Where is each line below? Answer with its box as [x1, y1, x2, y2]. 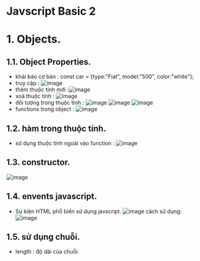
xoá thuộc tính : [15, 93, 55, 100]
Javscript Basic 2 [6, 4, 96, 18]
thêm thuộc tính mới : [15, 86, 69, 93]
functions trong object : [15, 105, 75, 113]
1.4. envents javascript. [6, 191, 97, 202]
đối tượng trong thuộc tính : [15, 99, 84, 107]
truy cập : [15, 80, 40, 87]
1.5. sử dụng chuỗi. [6, 232, 81, 243]
